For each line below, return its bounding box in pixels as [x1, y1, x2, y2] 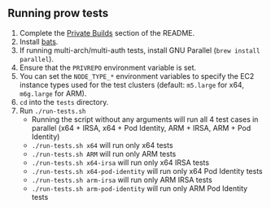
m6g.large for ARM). [19, 89, 87, 98]
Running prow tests [7, 6, 109, 20]
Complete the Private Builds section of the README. [19, 28, 195, 37]
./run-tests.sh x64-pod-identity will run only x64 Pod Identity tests [31, 166, 264, 175]
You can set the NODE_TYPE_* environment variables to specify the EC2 [19, 71, 255, 80]
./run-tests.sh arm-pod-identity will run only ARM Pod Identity [31, 183, 248, 193]
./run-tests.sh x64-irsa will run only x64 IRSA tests [31, 158, 209, 167]
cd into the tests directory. [19, 97, 109, 106]
